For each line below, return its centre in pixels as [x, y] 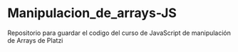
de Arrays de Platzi [35, 40]
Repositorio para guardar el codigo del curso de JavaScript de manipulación [119, 33]
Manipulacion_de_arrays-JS [92, 13]
